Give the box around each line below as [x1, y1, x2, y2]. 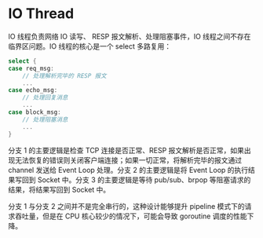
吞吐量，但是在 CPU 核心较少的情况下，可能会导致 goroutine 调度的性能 [14, 211, 247, 221]
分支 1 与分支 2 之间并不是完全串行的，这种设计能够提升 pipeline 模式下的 [8, 201, 245, 211]
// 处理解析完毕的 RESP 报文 [22, 71, 108, 79]
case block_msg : [8, 108, 61, 116]
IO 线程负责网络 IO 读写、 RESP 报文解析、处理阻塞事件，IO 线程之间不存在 [8, 31, 251, 41]
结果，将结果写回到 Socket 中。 [8, 185, 111, 194]
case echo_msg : [8, 86, 58, 94]
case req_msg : [8, 64, 55, 72]
